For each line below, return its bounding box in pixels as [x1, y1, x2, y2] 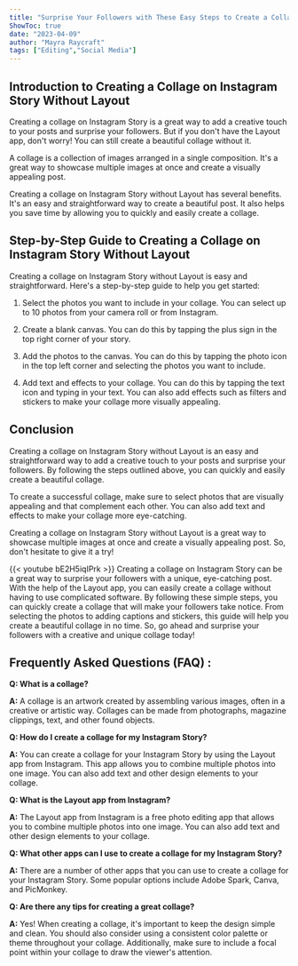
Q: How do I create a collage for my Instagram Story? [9, 732, 208, 743]
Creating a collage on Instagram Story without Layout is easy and [9, 270, 248, 281]
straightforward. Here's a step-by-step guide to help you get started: [9, 280, 260, 291]
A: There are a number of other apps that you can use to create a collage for [9, 866, 289, 876]
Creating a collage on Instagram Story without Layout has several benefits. [9, 188, 282, 199]
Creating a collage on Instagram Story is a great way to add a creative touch [9, 116, 287, 127]
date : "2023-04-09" [9, 29, 82, 38]
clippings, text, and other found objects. [9, 715, 155, 725]
